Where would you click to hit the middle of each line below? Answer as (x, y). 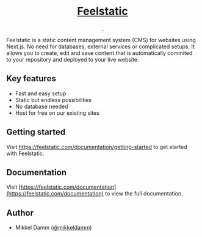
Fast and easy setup (41, 93)
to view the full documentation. (144, 194)
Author (20, 213)
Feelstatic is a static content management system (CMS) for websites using (101, 40)
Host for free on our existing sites (57, 113)
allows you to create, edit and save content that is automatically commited (99, 53)
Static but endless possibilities (53, 100)
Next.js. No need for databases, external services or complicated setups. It (101, 46)
